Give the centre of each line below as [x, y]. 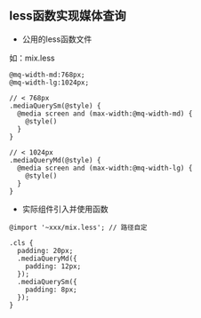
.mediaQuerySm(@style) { [55, 106]
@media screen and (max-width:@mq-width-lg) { [105, 168]
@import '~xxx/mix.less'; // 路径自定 [79, 227]
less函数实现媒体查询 [68, 16]
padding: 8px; [51, 290]
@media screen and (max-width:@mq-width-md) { [105, 114]
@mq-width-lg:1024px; [49, 83]
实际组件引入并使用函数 [65, 209]
